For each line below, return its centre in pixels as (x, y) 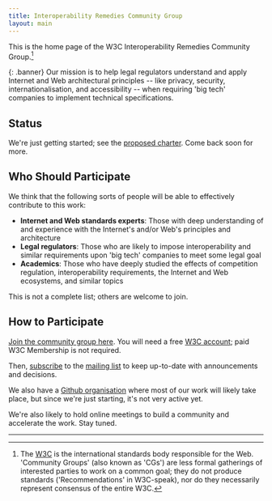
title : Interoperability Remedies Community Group (96, 16)
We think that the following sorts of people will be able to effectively (121, 196)
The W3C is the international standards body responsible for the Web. (137, 453)
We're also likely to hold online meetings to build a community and (119, 414)
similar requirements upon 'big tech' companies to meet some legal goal (140, 255)
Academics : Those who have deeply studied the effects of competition (139, 263)
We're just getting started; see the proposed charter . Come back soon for (131, 142)
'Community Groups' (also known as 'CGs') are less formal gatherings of (141, 462)
